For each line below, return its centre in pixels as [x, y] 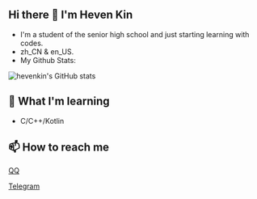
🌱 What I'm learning [59, 102]
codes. [32, 43]
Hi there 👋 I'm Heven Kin [71, 15]
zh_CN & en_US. [47, 51]
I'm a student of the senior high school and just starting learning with [135, 34]
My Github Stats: [48, 60]
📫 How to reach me [59, 148]
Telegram [24, 186]
